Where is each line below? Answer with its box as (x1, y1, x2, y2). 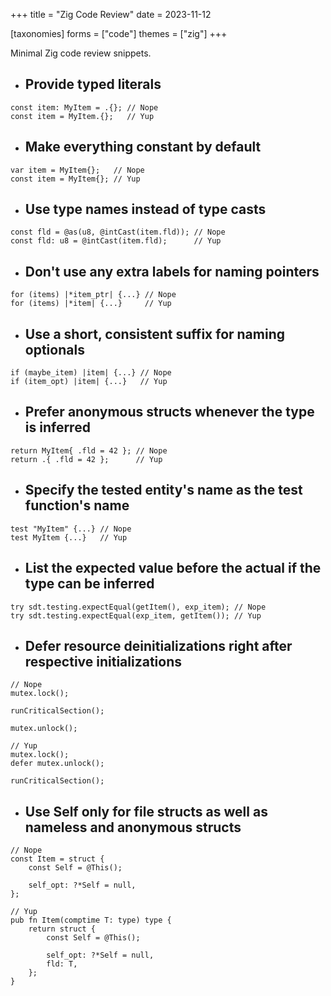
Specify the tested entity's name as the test (24, 482, 303, 499)
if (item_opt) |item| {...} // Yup (10, 377, 168, 387)
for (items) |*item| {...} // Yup (10, 299, 172, 309)
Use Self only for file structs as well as (24, 803, 268, 820)
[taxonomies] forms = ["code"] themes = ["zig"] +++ (10, 28, 228, 39)
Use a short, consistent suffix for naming (24, 325, 286, 343)
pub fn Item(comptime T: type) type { (10, 915, 172, 926)
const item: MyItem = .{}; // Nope (10, 102, 159, 113)
